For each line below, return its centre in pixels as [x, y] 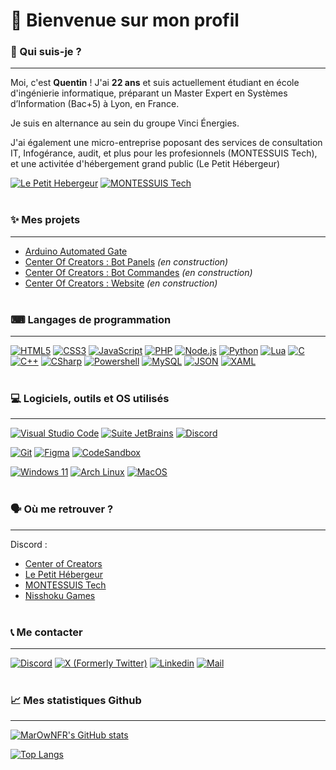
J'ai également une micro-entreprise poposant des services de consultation [166, 143]
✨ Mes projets [45, 220]
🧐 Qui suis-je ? [46, 52]
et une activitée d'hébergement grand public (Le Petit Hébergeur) [145, 164]
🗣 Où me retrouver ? [62, 509]
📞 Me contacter [46, 632]
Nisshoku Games [60, 595]
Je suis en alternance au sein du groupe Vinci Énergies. [125, 123]
